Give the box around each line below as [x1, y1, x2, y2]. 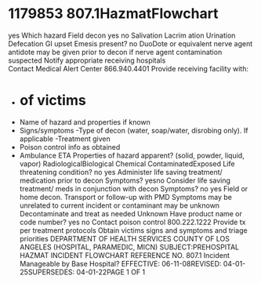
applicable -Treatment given [19, 134, 111, 143]
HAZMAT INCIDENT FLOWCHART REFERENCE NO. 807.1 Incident [19, 250, 230, 259]
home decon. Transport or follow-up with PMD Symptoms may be [19, 192, 233, 201]
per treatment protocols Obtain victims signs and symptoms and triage [19, 225, 248, 235]
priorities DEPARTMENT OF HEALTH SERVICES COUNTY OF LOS [19, 234, 230, 243]
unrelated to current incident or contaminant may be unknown [19, 201, 220, 210]
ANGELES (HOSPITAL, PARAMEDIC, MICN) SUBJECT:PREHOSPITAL [19, 242, 240, 252]
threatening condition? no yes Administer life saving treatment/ [19, 167, 223, 176]
